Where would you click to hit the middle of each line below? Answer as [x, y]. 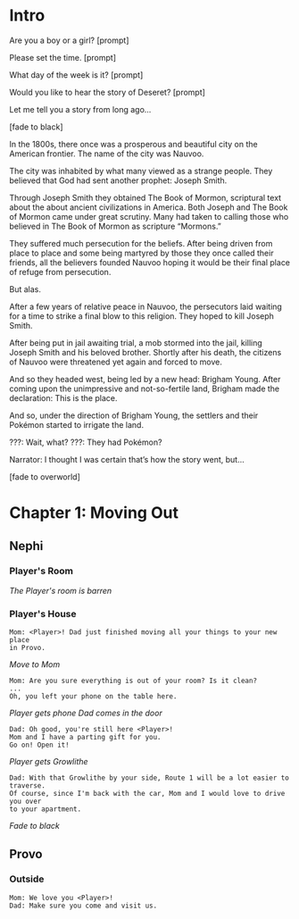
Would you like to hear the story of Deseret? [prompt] [107, 92]
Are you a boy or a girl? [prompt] [69, 40]
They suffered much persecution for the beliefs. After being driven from [141, 243]
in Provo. [28, 648]
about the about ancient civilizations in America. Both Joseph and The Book [149, 207]
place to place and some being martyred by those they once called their [141, 253]
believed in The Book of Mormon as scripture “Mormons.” [115, 226]
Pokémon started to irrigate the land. [77, 424]
